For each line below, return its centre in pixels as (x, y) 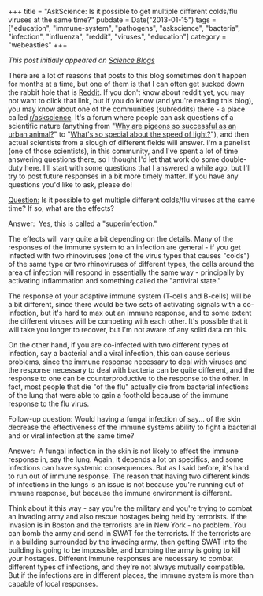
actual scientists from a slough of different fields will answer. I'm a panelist (129, 142)
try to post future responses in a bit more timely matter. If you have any (123, 176)
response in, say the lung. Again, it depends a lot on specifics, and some (126, 459)
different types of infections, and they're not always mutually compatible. (127, 567)
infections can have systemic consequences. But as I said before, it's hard (129, 468)
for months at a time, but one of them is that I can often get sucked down (127, 84)
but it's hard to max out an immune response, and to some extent (146, 313)
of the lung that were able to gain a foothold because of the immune (119, 395)
